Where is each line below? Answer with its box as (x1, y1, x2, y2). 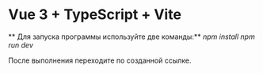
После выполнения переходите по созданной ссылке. (8, 56, 192, 65)
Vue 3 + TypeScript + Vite (8, 6, 182, 24)
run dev (8, 40, 34, 49)
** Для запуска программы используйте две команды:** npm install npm (8, 32, 255, 41)
